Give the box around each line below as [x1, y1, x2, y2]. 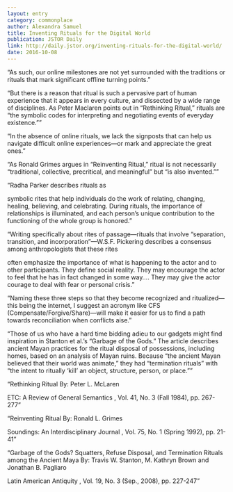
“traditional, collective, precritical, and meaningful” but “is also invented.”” [7, 167, 219, 176]
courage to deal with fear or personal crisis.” [7, 280, 135, 288]
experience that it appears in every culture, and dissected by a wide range [7, 96, 220, 104]
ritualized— [192, 293, 225, 302]
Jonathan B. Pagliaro [7, 463, 67, 471]
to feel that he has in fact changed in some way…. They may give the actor [7, 272, 220, 281]
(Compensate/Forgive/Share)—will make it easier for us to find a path [7, 309, 206, 317]
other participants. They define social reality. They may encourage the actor [7, 265, 225, 274]
